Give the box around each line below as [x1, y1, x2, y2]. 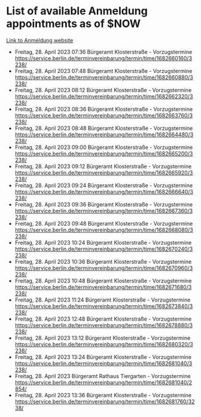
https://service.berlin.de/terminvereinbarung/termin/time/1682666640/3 [14, 188, 193, 195]
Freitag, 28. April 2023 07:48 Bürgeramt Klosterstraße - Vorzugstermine [14, 67, 193, 74]
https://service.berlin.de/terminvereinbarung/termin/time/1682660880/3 [14, 74, 193, 81]
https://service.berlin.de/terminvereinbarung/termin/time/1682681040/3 [14, 360, 193, 367]
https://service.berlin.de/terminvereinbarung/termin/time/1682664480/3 [14, 130, 194, 138]
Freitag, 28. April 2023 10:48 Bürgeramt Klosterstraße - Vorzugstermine [14, 277, 192, 284]
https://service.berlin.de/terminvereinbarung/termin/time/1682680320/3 [14, 340, 193, 348]
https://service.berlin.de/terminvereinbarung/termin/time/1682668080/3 [14, 226, 193, 233]
